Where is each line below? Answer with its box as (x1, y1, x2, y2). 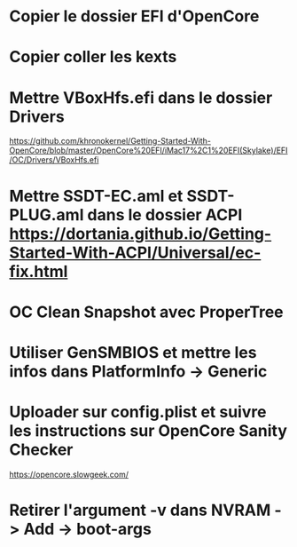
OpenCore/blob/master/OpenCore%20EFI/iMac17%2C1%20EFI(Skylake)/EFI (9, 145, 288, 156)
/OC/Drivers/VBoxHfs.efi (9, 155, 99, 165)
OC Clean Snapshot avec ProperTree (9, 302, 284, 321)
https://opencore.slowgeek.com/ (9, 469, 129, 480)
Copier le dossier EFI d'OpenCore (9, 6, 260, 27)
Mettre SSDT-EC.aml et (9, 186, 184, 206)
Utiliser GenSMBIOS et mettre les (9, 342, 257, 362)
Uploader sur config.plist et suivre (9, 402, 267, 423)
